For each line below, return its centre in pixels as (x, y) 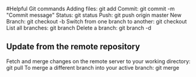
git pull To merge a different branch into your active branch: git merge (93, 67)
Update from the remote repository (73, 47)
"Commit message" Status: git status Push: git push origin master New (94, 15)
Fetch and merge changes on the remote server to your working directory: (99, 61)
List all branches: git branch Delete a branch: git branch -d (79, 28)
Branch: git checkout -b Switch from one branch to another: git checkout (96, 21)
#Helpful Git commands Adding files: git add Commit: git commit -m (90, 9)
